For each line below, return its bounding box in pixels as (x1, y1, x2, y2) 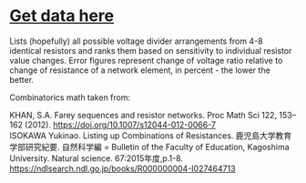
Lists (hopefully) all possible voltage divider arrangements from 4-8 (9, 36, 263, 46)
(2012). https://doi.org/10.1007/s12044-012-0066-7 (24, 119, 217, 130)
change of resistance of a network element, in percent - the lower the (9, 65, 270, 76)
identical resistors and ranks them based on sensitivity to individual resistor (9, 45, 292, 56)
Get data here (9, 5, 115, 26)
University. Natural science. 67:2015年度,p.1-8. (9, 152, 184, 164)
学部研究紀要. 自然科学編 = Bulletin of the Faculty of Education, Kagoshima (9, 141, 290, 152)
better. (9, 74, 35, 85)
